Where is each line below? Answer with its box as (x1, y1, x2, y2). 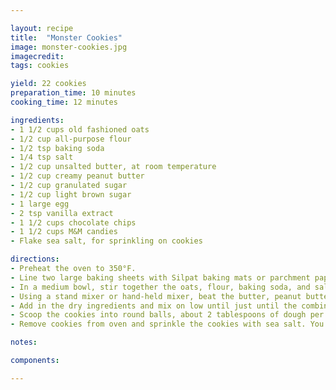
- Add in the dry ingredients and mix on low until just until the (10, 301, 298, 311)
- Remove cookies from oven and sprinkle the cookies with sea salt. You (10, 319, 325, 330)
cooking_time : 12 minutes (10, 97, 118, 107)
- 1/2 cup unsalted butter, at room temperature (10, 162, 217, 172)
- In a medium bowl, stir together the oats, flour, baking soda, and (10, 282, 311, 292)
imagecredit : (10, 51, 65, 61)
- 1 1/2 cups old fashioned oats (10, 124, 150, 135)
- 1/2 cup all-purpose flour (10, 134, 132, 144)
